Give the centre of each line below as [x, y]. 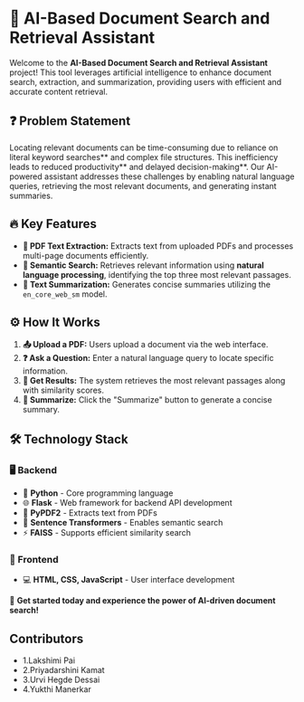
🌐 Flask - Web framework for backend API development [127, 503]
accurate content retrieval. [59, 91]
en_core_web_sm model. [65, 294]
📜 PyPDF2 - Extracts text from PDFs [90, 513]
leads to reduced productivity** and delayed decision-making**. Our [137, 166]
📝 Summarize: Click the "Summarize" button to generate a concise [147, 400]
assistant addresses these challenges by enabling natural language [169, 176]
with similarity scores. [63, 390]
